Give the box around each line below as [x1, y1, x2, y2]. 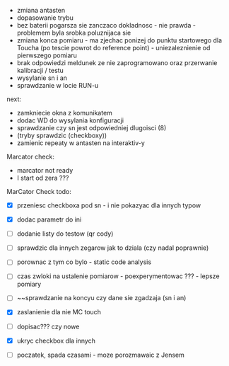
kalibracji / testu [16, 67, 64, 74]
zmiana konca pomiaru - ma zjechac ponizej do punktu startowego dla [16, 36, 223, 45]
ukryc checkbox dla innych [16, 336, 96, 345]
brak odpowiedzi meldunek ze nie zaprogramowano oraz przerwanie [16, 59, 218, 67]
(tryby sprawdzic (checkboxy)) [16, 131, 107, 139]
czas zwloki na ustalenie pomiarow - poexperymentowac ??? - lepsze [16, 272, 220, 280]
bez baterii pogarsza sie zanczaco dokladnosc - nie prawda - [16, 21, 196, 29]
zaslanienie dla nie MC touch [16, 308, 102, 316]
